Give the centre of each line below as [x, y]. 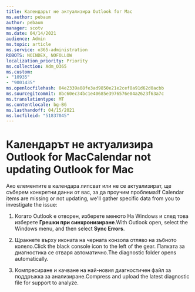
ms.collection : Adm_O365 [36, 66]
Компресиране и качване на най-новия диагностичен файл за [93, 270]
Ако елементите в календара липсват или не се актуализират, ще [89, 186]
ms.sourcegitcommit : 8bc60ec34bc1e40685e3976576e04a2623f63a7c [85, 94]
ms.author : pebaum [28, 17]
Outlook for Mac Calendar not [79, 157]
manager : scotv [25, 28]
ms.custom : [19, 72]
